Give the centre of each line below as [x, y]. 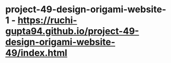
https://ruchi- [47, 20]
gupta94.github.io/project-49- [72, 31]
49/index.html [36, 53]
